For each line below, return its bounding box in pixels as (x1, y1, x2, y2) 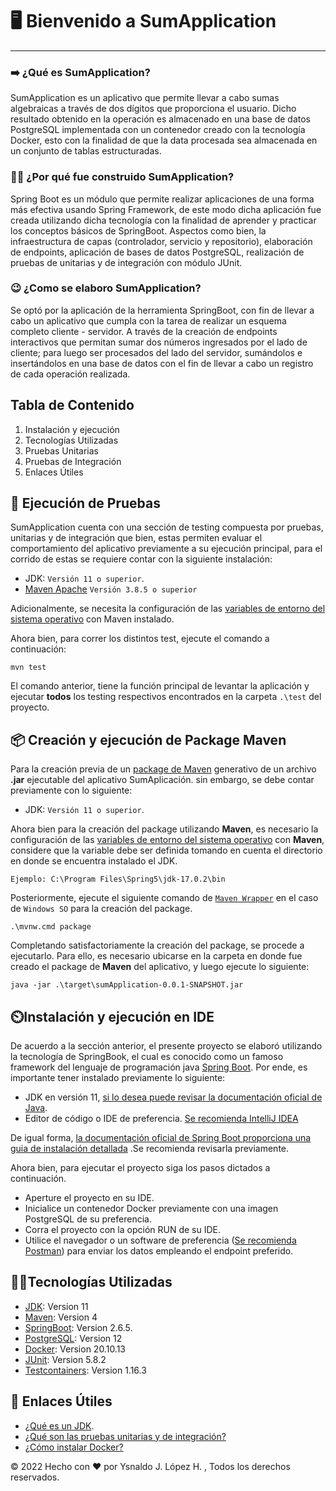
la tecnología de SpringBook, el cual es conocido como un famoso (10, 1051, 284, 1063)
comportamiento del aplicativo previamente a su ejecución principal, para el (10, 543, 323, 555)
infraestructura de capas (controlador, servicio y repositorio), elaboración (10, 235, 313, 247)
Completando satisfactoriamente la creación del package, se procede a (10, 939, 305, 952)
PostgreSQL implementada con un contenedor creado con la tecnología (10, 124, 306, 136)
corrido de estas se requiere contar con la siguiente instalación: (10, 553, 273, 565)
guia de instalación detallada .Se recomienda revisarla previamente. (10, 1143, 290, 1155)
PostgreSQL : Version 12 (24, 1332, 123, 1344)
